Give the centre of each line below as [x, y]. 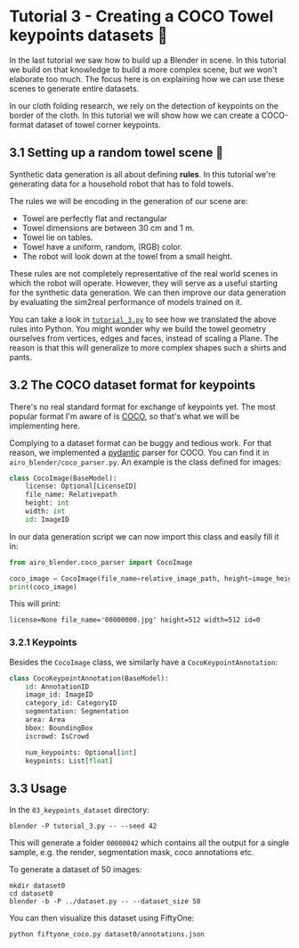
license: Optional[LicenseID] [81, 486]
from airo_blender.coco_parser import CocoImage [101, 562]
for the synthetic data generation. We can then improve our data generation [148, 293]
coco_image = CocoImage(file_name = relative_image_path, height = [131, 578]
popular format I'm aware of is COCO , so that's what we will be [125, 416]
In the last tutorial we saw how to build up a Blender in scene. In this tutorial [148, 60]
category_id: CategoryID [71, 703]
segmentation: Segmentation [77, 712]
